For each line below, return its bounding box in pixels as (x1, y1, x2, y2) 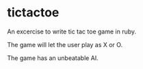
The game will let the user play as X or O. (7, 40, 123, 49)
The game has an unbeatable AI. (7, 53, 99, 62)
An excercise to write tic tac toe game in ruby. (7, 27, 137, 36)
